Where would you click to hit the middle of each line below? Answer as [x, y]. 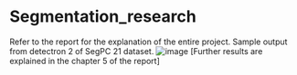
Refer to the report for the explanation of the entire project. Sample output [148, 42]
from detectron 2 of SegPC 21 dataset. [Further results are [136, 51]
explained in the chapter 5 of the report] [85, 61]
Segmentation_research [103, 17]
